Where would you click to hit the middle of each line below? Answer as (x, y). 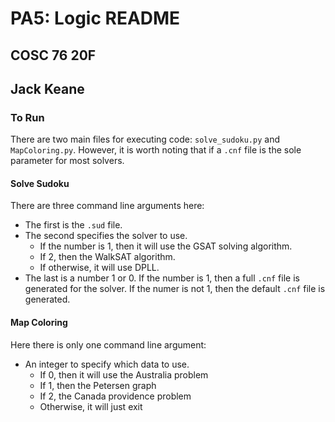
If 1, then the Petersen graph (98, 385)
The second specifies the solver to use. (106, 236)
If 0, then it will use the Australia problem (124, 374)
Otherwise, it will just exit (91, 406)
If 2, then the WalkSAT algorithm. (107, 257)
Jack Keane (47, 88)
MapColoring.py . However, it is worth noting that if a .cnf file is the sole (156, 150)
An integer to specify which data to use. (107, 364)
